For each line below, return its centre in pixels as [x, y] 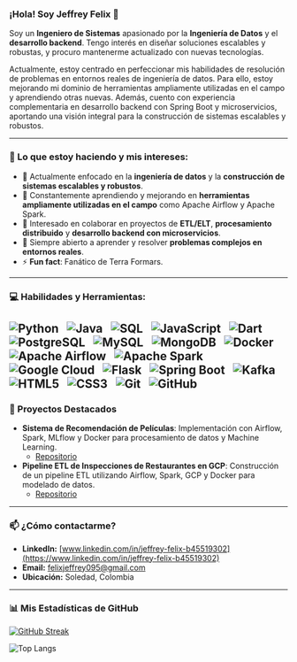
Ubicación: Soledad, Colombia [78, 577]
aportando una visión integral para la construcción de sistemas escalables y [148, 116]
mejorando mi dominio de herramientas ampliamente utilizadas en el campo [147, 89]
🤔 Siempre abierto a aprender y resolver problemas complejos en [142, 242]
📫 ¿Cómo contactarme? [63, 526]
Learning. [39, 447]
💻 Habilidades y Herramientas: [77, 296]
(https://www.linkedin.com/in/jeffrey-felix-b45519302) [121, 558]
